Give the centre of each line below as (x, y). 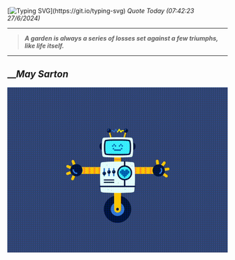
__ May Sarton (38, 74)
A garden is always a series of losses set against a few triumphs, (121, 38)
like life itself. (44, 46)
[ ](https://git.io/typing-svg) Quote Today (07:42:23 (101, 11)
